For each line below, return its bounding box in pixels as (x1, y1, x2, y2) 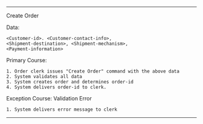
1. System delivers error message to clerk (6, 106, 118, 113)
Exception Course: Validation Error (6, 95, 92, 102)
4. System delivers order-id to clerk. (6, 84, 107, 90)
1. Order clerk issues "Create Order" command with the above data (6, 68, 180, 74)
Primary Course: (6, 57, 47, 64)
